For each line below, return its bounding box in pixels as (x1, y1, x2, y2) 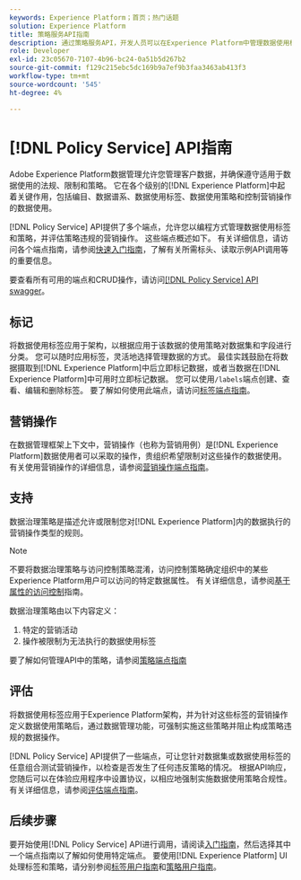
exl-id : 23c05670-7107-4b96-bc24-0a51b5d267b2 (9, 55, 186, 64)
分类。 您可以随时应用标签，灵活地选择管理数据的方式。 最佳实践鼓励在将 (9, 351, 280, 362)
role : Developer (9, 47, 70, 56)
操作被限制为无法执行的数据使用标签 (21, 635, 157, 647)
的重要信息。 (9, 255, 56, 266)
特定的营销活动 (21, 624, 78, 635)
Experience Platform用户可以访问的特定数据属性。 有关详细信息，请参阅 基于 (9, 575, 291, 585)
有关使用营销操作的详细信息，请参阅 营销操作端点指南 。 (9, 462, 213, 472)
